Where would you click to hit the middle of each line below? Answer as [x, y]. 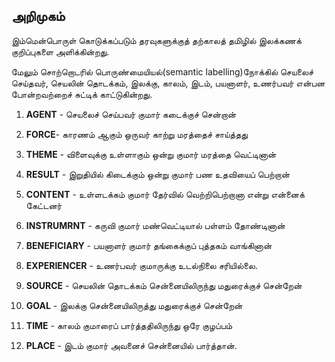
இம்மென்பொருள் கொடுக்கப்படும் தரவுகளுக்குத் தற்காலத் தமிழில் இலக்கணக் [156, 40]
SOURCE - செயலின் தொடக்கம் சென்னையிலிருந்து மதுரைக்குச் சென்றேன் [164, 285]
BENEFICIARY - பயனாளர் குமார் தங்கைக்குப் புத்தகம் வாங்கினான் [149, 245]
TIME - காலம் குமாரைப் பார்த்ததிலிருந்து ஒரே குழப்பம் [129, 325]
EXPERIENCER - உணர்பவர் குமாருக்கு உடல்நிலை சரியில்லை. [141, 265]
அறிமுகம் [38, 16]
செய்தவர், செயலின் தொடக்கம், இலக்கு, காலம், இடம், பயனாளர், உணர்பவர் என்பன [168, 83]
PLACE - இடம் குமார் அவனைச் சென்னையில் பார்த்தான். [131, 345]
